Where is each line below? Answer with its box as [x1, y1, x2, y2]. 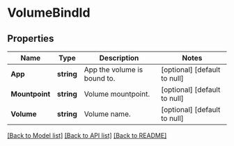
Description [99, 54, 139, 63]
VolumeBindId [7, 5, 91, 21]
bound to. [84, 74, 116, 83]
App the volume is [84, 65, 143, 74]
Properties [7, 33, 54, 44]
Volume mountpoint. [84, 89, 150, 99]
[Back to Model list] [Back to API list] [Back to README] [7, 131, 167, 140]
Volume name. [84, 109, 131, 119]
